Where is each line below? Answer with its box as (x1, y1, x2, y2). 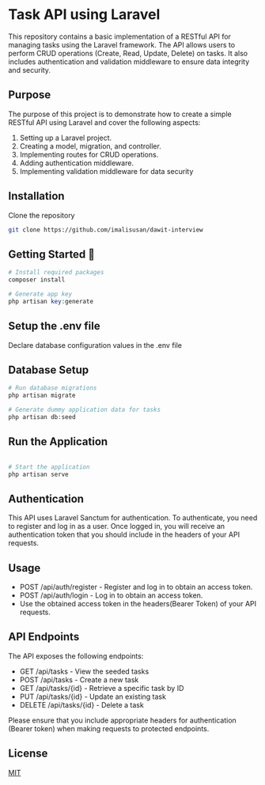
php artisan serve (8, 470, 69, 478)
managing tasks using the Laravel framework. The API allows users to (8, 40, 236, 49)
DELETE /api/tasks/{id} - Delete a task (19, 700, 144, 709)
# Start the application (8, 462, 90, 471)
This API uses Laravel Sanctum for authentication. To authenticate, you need (8, 513, 258, 523)
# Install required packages (8, 269, 104, 277)
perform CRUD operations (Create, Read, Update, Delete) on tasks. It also (8, 48, 248, 58)
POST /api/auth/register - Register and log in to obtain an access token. (19, 583, 253, 592)
